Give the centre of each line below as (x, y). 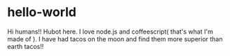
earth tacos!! (26, 46)
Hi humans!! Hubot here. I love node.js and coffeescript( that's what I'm (110, 31)
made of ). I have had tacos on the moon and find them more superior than (115, 38)
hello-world (42, 12)
